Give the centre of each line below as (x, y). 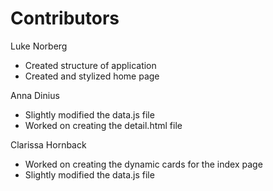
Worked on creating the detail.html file (103, 125)
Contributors (65, 18)
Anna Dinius (35, 95)
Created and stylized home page (92, 76)
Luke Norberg (39, 46)
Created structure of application (90, 65)
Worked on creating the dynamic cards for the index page (143, 164)
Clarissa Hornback (48, 144)
